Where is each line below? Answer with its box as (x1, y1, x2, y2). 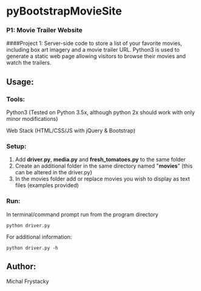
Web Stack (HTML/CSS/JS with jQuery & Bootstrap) (6, 127, 135, 134)
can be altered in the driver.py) (15, 169, 92, 176)
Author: (6, 261, 36, 272)
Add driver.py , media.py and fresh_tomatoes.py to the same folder (15, 156, 186, 163)
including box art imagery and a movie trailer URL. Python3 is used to (6, 46, 180, 53)
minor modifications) (6, 115, 58, 123)
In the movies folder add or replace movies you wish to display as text (15, 175, 190, 183)
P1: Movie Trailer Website (6, 26, 83, 35)
